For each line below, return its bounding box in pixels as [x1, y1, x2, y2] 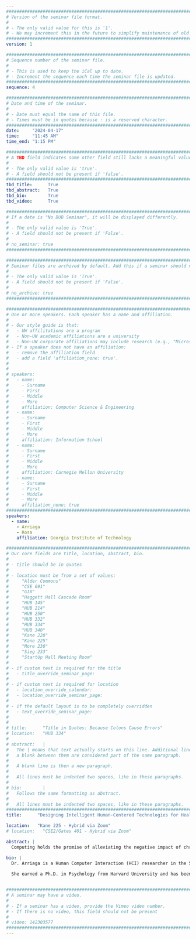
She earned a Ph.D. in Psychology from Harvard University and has [11, 871, 179, 877]
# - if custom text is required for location [6, 682, 118, 688]
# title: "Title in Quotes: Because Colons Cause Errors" [6, 725, 163, 731]
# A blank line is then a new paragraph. [6, 763, 114, 769]
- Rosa [16, 529, 33, 535]
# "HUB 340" [6, 627, 45, 633]
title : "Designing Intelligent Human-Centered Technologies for [6, 812, 179, 818]
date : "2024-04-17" [6, 128, 64, 134]
